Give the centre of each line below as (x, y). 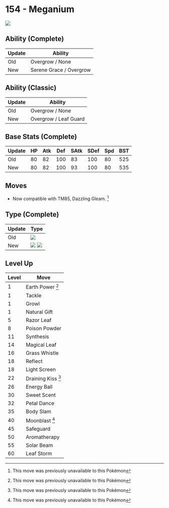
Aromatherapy (43, 437)
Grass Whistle (42, 353)
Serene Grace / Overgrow (61, 70)
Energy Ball (39, 387)
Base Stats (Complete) (41, 137)
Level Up (19, 264)
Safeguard (38, 429)
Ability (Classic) (31, 88)
